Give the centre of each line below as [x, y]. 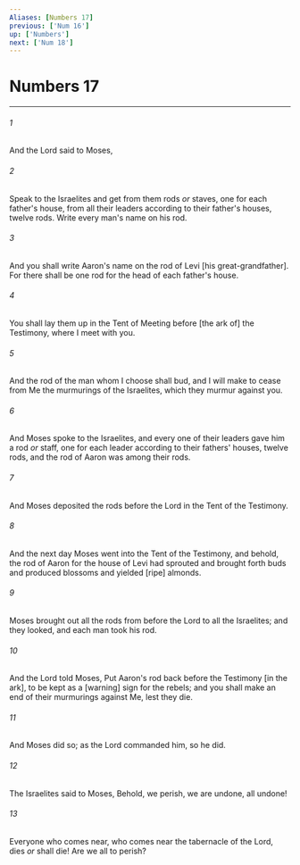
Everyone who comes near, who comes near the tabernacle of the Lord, [142, 841]
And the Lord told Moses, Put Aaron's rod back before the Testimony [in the [149, 678]
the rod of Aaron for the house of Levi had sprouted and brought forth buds [148, 562]
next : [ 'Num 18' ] [42, 42]
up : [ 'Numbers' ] [39, 34]
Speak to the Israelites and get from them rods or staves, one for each [138, 198]
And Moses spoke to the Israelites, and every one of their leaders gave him [147, 438]
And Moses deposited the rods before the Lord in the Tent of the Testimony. [149, 505]
